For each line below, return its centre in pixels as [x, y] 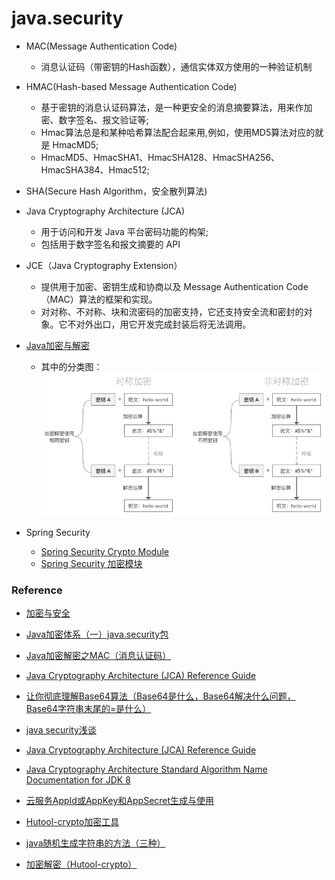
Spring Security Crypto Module [104, 551]
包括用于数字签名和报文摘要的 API [110, 244]
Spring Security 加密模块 [91, 563]
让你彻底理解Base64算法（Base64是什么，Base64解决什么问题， [160, 696]
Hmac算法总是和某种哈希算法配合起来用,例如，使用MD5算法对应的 [178, 132]
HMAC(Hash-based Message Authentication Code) [131, 86]
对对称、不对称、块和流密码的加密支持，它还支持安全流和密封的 [172, 311]
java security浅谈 [61, 730]
